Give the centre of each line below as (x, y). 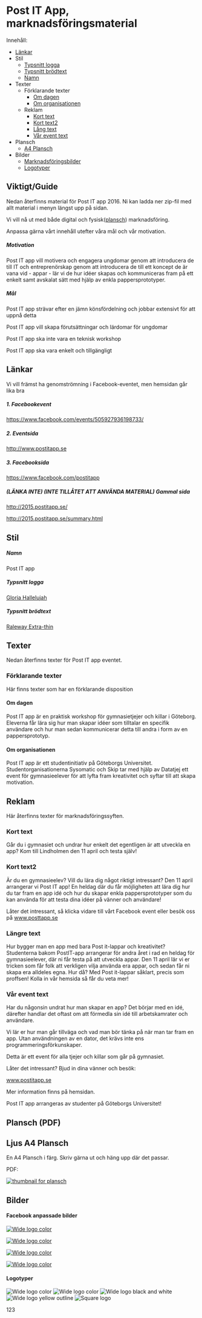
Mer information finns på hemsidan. (51, 1092)
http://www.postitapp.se (37, 449)
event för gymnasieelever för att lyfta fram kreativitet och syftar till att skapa (101, 776)
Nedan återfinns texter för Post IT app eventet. (64, 660)
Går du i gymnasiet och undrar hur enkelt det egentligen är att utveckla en (98, 845)
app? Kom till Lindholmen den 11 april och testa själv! (72, 851)
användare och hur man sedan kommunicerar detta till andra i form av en (97, 729)
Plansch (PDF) (34, 1123)
